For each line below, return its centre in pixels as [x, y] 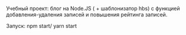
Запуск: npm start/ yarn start [42, 26]
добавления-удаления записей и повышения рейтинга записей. [87, 15]
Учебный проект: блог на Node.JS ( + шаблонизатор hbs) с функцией [93, 8]
